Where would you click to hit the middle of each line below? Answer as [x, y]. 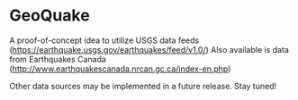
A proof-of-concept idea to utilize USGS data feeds [104, 40]
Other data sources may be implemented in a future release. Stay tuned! [143, 86]
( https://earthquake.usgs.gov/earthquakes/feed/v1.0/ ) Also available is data [149, 49]
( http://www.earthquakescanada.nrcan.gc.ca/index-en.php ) [120, 69]
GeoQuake [50, 16]
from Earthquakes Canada [58, 59]
